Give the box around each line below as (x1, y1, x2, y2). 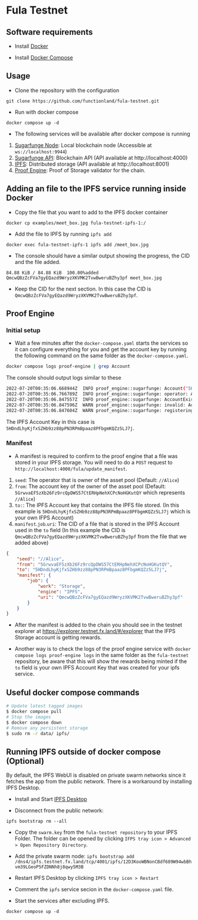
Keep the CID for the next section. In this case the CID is (14, 285, 151, 292)
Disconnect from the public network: (14, 807, 104, 814)
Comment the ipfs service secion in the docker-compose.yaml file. (14, 886, 174, 893)
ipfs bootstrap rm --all (6, 819, 67, 825)
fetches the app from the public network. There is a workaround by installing (6, 778, 192, 785)
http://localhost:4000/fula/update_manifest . (14, 465, 128, 472)
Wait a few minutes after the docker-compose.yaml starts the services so (14, 339, 189, 347)
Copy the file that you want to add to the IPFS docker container (14, 209, 168, 216)
